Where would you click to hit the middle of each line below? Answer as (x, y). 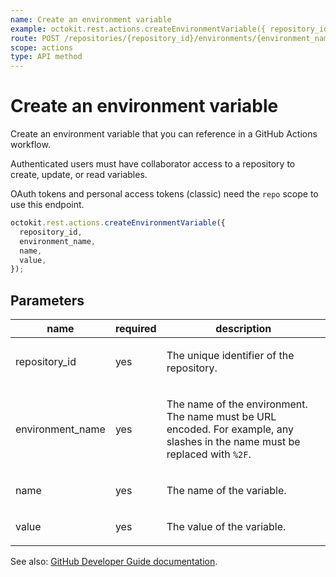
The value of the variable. (226, 527)
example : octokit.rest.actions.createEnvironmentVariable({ (138, 29)
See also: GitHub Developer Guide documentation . (114, 562)
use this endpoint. (47, 205)
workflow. (30, 145)
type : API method (46, 57)
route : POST (35, 38)
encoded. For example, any (230, 429)
